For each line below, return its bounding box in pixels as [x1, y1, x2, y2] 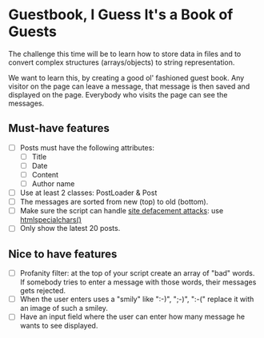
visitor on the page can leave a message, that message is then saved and [8, 82, 250, 91]
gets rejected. [19, 286, 66, 296]
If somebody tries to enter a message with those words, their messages [19, 277, 257, 287]
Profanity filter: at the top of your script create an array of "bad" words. [19, 268, 255, 278]
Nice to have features [8, 247, 118, 260]
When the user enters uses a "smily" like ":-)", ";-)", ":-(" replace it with [19, 294, 254, 304]
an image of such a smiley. [19, 304, 108, 313]
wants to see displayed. [19, 321, 98, 331]
